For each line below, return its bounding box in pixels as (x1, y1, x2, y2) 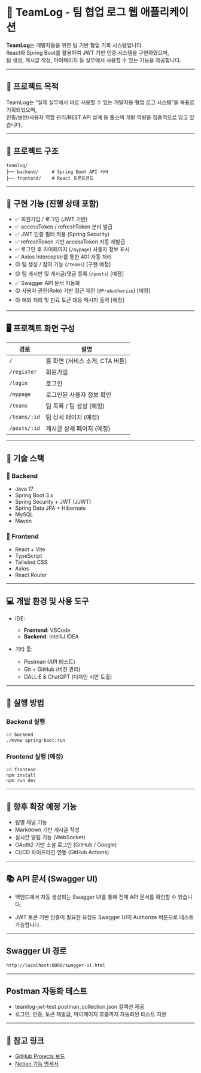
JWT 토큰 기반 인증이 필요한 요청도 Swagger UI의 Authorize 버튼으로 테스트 (14, 913, 194, 920)
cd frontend (6, 766, 36, 772)
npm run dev (6, 778, 36, 784)
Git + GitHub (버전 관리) (23, 665, 81, 673)
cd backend (6, 732, 33, 738)
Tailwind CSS (14, 558, 48, 566)
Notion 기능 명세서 (14, 1060, 59, 1068)
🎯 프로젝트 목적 (6, 82, 59, 92)
